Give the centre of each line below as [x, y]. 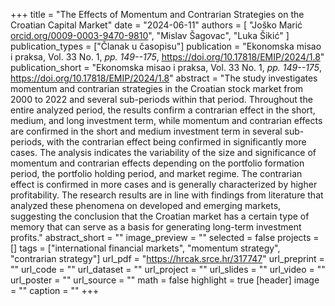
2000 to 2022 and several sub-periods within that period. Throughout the [161, 99]
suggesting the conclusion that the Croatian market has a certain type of [160, 216]
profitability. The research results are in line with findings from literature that [167, 195]
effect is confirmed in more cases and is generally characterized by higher [164, 184]
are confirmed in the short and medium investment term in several [146, 131]
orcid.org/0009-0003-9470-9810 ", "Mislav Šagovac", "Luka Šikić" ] [150, 35]
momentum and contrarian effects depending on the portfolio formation [157, 163]
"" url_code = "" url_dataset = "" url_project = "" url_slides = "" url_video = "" [168, 269]
